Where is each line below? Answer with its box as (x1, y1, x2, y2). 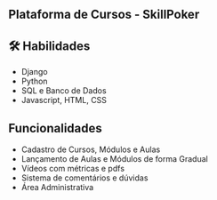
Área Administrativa (20, 182, 94, 193)
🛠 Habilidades (8, 38, 91, 53)
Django (20, 67, 48, 77)
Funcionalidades (8, 120, 103, 136)
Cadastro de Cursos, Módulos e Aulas (20, 144, 161, 155)
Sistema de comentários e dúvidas (20, 172, 149, 183)
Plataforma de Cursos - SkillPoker (8, 7, 200, 22)
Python (20, 76, 48, 87)
